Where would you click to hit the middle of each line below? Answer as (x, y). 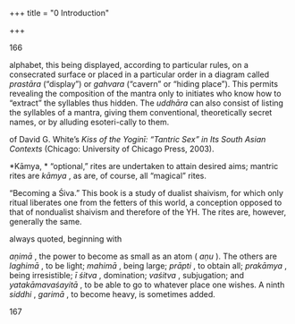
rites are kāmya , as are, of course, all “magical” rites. (108, 175)
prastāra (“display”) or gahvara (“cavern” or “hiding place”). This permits (144, 84)
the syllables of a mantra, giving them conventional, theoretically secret (141, 112)
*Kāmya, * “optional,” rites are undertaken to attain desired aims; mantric (144, 166)
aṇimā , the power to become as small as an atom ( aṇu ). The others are (143, 256)
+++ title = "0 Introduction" (59, 13)
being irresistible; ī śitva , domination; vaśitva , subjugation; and (126, 275)
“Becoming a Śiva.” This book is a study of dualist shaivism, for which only (147, 193)
